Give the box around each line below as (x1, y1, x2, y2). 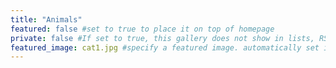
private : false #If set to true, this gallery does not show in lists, (10, 33, 315, 43)
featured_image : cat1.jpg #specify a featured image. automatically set (10, 42, 320, 53)
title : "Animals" (10, 14, 83, 25)
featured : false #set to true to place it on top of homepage (10, 24, 275, 34)
